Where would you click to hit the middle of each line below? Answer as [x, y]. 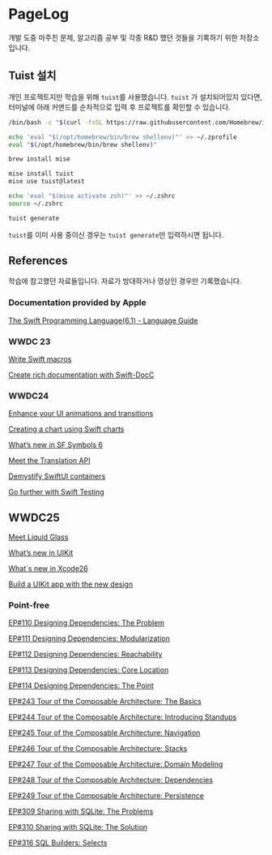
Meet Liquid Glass [38, 537]
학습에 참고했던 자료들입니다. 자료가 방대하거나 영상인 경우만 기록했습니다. [125, 281]
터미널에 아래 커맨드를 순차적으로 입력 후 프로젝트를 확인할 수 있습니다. [119, 107]
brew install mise [39, 159]
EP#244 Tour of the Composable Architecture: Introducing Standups [123, 717]
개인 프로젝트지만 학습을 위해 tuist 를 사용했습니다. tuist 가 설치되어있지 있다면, [136, 97]
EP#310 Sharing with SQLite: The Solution [78, 827]
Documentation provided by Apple [78, 303]
